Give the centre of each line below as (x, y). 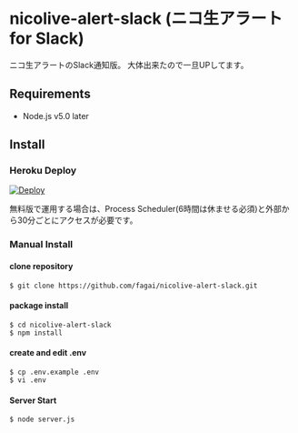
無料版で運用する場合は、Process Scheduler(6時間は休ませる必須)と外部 (145, 209)
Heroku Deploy (43, 171)
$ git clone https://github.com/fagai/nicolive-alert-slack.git (134, 286)
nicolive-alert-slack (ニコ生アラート (146, 19)
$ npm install (36, 333)
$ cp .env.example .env (55, 372)
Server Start (33, 400)
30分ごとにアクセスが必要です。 (77, 220)
